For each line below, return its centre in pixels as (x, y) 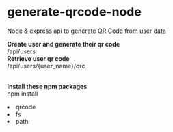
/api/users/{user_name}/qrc (46, 66)
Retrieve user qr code (38, 58)
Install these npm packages (47, 86)
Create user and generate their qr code (64, 44)
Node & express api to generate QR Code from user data (86, 31)
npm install (23, 94)
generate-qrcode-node (74, 12)
